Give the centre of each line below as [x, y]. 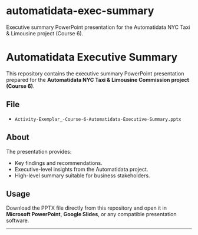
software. [18, 221]
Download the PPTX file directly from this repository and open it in [86, 208]
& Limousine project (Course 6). [45, 33]
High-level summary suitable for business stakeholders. [82, 176]
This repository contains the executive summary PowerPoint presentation [95, 73]
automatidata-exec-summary [80, 11]
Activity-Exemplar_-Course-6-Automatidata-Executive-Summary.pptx [98, 119]
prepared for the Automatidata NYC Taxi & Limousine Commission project [98, 80]
